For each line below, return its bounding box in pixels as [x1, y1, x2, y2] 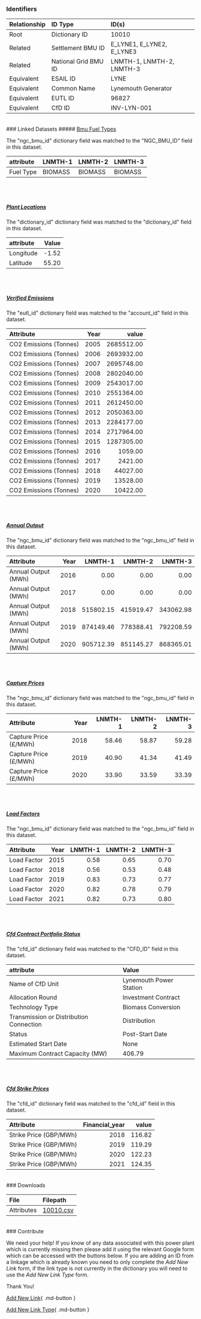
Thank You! [6, 1283, 35, 1290]
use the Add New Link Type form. [6, 1271, 89, 1278]
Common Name [51, 84, 96, 93]
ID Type [51, 20, 74, 29]
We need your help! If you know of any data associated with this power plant [6, 1239, 195, 1246]
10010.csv [42, 1206, 74, 1215]
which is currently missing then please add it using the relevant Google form [6, 1246, 194, 1253]
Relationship [9, 20, 46, 29]
